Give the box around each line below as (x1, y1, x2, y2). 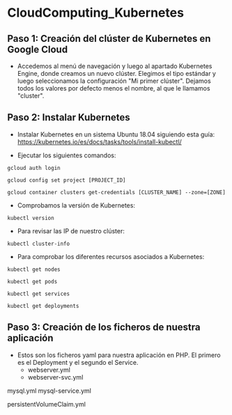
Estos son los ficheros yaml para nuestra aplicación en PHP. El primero (17, 350, 221, 359)
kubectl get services (7, 290, 70, 297)
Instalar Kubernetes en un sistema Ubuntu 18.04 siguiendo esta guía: (17, 130, 215, 139)
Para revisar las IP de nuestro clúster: (17, 226, 125, 235)
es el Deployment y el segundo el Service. (17, 358, 139, 366)
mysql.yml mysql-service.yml (7, 386, 92, 395)
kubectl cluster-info (7, 240, 70, 247)
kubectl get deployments (7, 302, 79, 309)
